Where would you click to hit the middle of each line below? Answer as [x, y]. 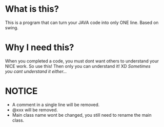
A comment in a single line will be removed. [56, 105]
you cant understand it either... [36, 71]
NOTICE [21, 91]
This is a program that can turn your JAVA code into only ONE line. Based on [82, 22]
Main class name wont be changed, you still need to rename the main [82, 115]
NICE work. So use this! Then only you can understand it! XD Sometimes [78, 66]
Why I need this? [40, 48]
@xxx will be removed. [35, 110]
